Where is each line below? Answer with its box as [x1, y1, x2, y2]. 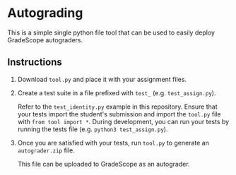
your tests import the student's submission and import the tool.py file [17, 109, 221, 118]
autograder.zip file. [17, 146, 76, 155]
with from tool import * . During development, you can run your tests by [17, 117, 230, 126]
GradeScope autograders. [7, 35, 83, 44]
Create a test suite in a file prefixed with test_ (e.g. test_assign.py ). [17, 88, 216, 97]
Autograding [7, 5, 83, 21]
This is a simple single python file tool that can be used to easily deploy [7, 28, 216, 37]
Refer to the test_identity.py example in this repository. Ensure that [17, 102, 218, 111]
